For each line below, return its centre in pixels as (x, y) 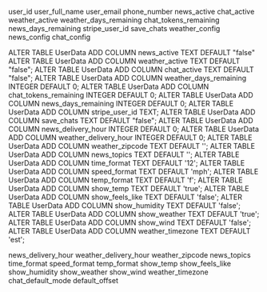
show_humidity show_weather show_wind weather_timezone (109, 272)
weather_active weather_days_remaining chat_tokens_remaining (114, 20)
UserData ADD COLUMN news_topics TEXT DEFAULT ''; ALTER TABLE (124, 154)
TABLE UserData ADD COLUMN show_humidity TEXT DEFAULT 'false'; (125, 206)
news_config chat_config (50, 37)
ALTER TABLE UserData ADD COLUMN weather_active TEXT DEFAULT (124, 61)
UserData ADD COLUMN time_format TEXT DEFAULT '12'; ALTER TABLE (127, 163)
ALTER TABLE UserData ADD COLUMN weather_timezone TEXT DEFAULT (130, 231)
